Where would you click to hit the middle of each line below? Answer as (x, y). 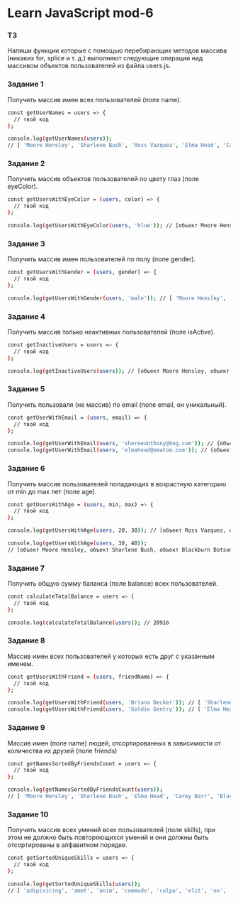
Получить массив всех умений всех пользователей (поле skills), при (112, 830)
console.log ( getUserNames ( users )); (60, 139)
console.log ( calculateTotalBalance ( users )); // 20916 (89, 623)
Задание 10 (28, 814)
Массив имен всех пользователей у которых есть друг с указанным (111, 656)
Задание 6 (26, 469)
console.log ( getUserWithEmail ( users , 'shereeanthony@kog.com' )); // (110, 444)
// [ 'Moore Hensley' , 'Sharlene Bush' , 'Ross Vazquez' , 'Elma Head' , (114, 146)
